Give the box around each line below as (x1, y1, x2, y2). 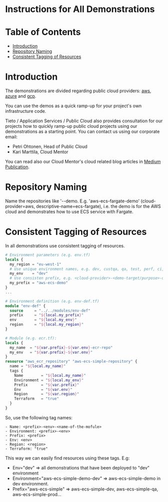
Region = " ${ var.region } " (14, 392, 79, 397)
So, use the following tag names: (5, 414, 72, 420)
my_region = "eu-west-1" (9, 262, 61, 267)
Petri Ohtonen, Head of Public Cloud (12, 144, 87, 150)
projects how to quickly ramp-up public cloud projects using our (5, 123, 137, 129)
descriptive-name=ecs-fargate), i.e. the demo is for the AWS (35, 203, 161, 209)
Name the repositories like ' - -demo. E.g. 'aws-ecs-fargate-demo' (5, 198, 140, 204)
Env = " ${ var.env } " (14, 387, 72, 392)
